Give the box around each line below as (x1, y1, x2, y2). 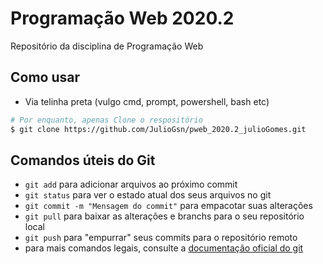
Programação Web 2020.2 (10, 7, 235, 30)
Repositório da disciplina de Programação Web (10, 40, 204, 52)
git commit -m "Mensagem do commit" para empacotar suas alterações (24, 200, 313, 212)
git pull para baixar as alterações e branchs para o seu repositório (24, 210, 305, 222)
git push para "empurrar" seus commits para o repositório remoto (24, 232, 298, 244)
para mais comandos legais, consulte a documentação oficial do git (24, 242, 304, 254)
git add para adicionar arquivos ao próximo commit (24, 178, 238, 191)
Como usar (10, 69, 81, 86)
